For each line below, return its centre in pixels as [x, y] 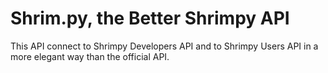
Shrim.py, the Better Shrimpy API [150, 18]
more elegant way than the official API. [90, 56]
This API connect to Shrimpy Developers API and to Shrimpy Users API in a [164, 46]
